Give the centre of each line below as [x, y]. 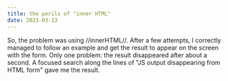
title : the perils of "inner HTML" [59, 14]
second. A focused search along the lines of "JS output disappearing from [114, 62]
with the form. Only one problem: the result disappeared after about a [107, 55]
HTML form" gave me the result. [54, 70]
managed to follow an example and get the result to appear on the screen [113, 47]
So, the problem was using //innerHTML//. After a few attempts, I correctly [114, 40]
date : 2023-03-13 [33, 20]
